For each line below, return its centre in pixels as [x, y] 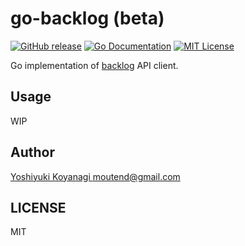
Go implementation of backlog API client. [94, 65]
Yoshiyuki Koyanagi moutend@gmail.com [95, 176]
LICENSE [38, 207]
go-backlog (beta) [87, 18]
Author [32, 152]
